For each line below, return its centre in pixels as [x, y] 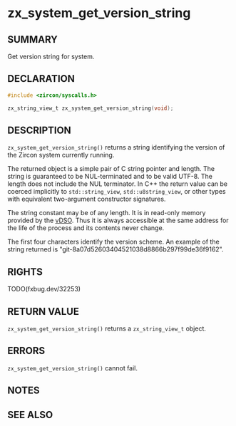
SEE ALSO [30, 415]
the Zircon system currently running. [61, 155]
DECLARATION [41, 79]
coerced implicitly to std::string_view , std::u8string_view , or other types [117, 192]
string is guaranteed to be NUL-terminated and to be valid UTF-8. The [110, 177]
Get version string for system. [51, 56]
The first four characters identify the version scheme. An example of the [113, 242]
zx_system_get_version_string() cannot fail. [72, 368]
